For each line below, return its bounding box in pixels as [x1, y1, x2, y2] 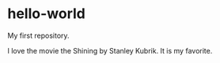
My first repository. [7, 31, 70, 40]
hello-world [7, 5, 86, 23]
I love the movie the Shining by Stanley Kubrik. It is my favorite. [7, 46, 213, 55]
